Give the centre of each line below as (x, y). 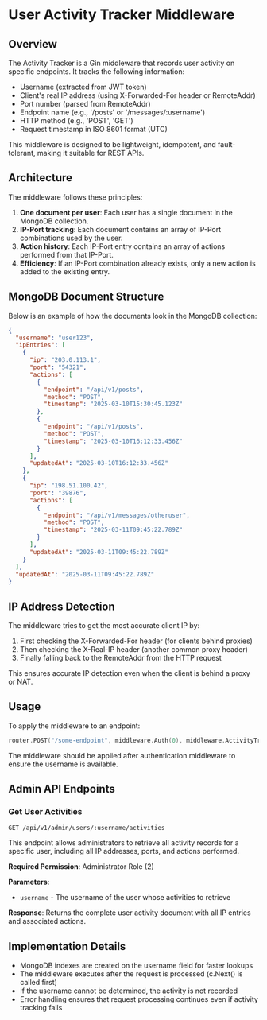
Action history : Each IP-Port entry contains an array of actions (122, 246)
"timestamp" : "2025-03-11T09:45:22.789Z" (113, 530)
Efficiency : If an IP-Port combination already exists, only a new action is (137, 263)
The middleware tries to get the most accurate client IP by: (104, 626)
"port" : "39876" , (58, 493)
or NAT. (21, 682)
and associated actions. (47, 921)
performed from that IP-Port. (66, 254)
